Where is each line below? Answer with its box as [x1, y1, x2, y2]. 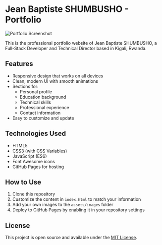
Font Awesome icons [12, 158, 55, 164]
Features [5, 60, 33, 68]
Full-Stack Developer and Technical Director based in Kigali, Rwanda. [5, 45, 147, 51]
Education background [19, 94, 66, 100]
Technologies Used [5, 129, 66, 138]
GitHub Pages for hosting [12, 164, 64, 170]
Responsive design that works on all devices [12, 73, 103, 79]
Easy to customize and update [12, 115, 74, 121]
